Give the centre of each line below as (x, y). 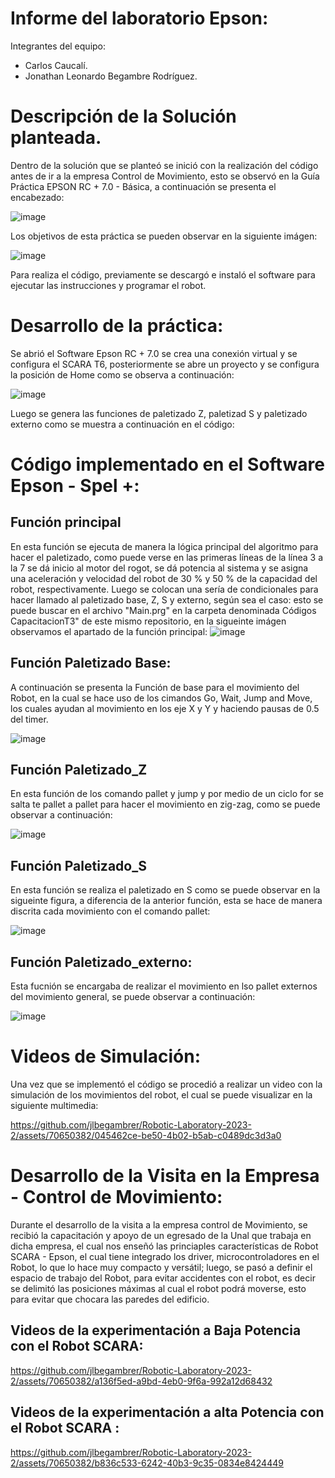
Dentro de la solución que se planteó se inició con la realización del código (164, 165)
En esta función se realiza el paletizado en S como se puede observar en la (165, 890)
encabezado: (37, 197)
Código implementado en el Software (167, 464)
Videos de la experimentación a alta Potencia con (167, 1412)
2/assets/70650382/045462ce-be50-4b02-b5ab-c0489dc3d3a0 (146, 1135)
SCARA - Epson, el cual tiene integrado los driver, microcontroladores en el (165, 1256)
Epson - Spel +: (75, 486)
